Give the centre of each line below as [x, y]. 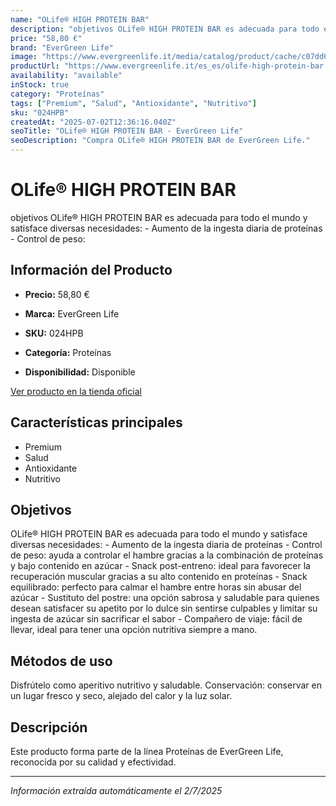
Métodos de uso [61, 661]
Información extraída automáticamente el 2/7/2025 [116, 790]
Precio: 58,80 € [57, 294]
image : [24, 57]
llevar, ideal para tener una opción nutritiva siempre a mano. [134, 630]
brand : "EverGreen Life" [62, 47]
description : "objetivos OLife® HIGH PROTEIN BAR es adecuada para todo [165, 29]
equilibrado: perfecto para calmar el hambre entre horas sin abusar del [156, 587]
